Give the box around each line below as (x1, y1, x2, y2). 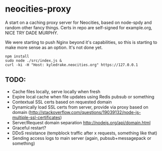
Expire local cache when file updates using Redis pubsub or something (12, 94, 155, 99)
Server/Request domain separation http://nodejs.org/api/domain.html (12, 119, 151, 125)
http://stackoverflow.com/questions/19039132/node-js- (30, 109, 141, 115)
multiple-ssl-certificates (12, 114, 61, 120)
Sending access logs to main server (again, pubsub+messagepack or (12, 135, 152, 141)
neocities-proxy (5, 3, 72, 15)
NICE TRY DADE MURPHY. (5, 30, 58, 36)
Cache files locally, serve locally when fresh (12, 89, 101, 94)
